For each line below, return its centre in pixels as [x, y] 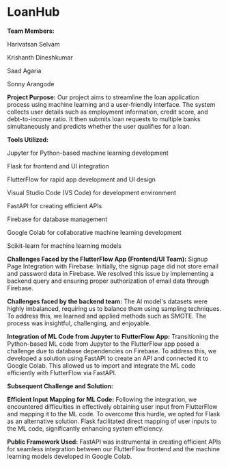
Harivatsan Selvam [33, 44]
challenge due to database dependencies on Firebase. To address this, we [112, 351]
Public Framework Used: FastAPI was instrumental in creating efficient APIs [114, 442]
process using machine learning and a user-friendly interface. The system [111, 104]
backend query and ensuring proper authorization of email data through [108, 281]
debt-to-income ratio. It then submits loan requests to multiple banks [104, 119]
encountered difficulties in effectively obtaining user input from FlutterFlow [112, 406]
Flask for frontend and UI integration [58, 166]
